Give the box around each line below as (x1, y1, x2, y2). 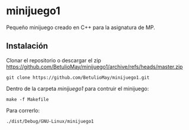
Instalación (6, 41, 49, 51)
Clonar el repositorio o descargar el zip (6, 56, 102, 64)
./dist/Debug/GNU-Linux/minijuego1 (6, 118, 94, 124)
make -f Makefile (6, 96, 49, 102)
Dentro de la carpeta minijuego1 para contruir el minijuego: (6, 85, 149, 92)
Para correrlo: (6, 107, 40, 114)
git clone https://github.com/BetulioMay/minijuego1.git (6, 74, 150, 81)
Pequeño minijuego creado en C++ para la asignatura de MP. (6, 24, 155, 31)
